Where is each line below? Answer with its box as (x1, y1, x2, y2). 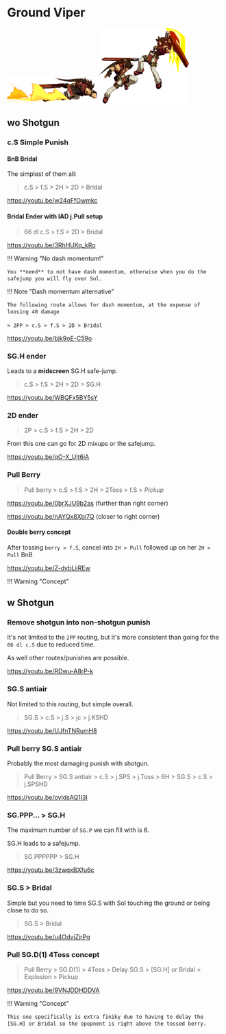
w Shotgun (7, 597, 55, 609)
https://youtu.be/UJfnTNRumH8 (7, 726, 97, 734)
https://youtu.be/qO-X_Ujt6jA (7, 453, 90, 461)
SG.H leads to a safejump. (7, 840, 81, 848)
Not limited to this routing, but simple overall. (7, 699, 134, 708)
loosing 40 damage (7, 308, 60, 315)
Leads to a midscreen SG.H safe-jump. (7, 366, 118, 375)
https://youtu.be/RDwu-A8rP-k (7, 667, 94, 675)
